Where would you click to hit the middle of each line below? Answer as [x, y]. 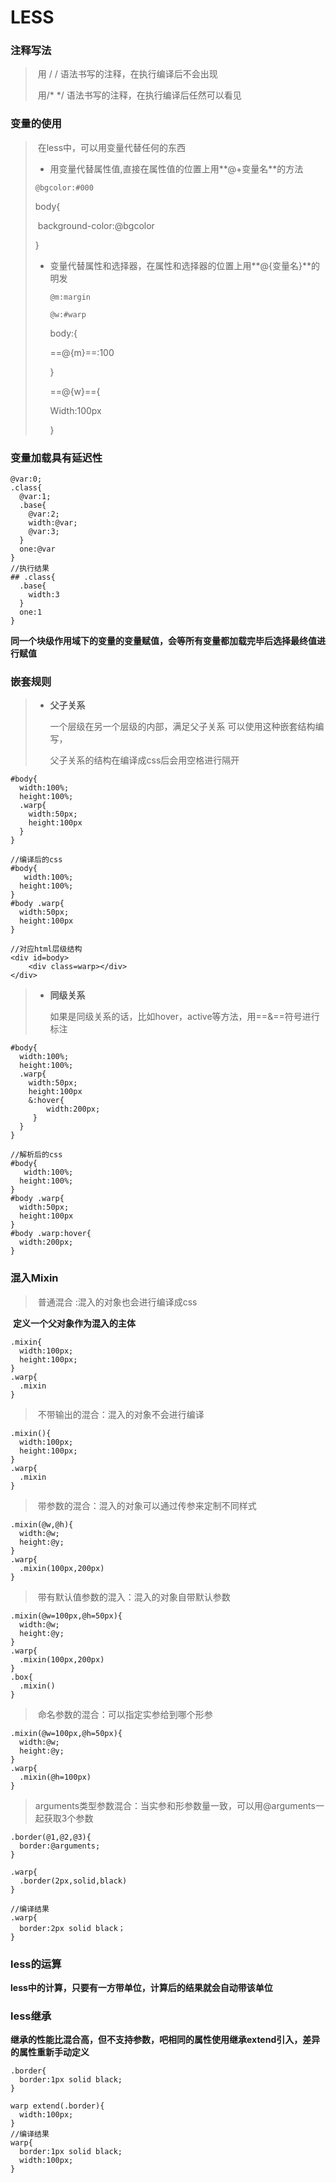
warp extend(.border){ [57, 2106]
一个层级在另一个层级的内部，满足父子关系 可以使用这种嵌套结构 [182, 727]
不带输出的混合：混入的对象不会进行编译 [121, 1414]
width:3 [44, 595]
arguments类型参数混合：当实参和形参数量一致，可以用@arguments [175, 1805]
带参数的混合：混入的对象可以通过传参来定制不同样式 [147, 1505]
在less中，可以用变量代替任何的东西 [112, 147]
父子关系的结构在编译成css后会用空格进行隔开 [144, 760]
